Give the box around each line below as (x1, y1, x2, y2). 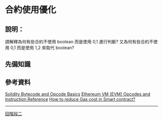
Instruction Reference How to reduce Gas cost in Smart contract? (5, 96, 136, 102)
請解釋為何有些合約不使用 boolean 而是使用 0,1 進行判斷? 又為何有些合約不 (5, 39, 154, 44)
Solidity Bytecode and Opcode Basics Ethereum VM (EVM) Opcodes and (5, 91, 150, 97)
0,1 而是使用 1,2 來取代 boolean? (10, 45, 74, 51)
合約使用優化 (5, 4, 57, 15)
